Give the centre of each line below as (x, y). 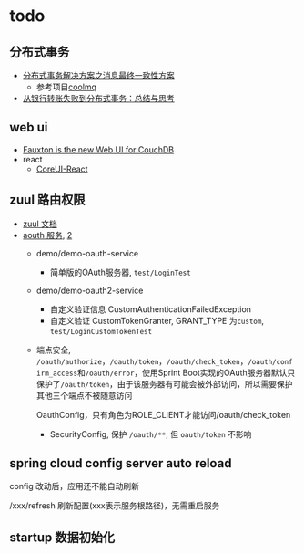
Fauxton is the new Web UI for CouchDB (98, 149)
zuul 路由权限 (47, 200)
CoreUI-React (62, 169)
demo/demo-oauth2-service (90, 290)
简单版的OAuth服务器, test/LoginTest (120, 272)
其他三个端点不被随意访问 (84, 395)
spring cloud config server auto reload (121, 463)
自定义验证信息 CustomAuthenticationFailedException (151, 309)
